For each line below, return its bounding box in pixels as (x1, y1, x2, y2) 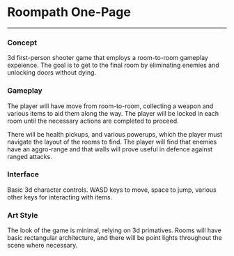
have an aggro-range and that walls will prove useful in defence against (7, 144, 213, 153)
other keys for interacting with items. (7, 193, 113, 201)
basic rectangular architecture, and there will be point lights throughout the (7, 234, 223, 242)
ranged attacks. (7, 152, 52, 160)
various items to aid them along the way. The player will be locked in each (7, 109, 219, 117)
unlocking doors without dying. (7, 68, 96, 77)
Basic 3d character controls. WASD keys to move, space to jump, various (7, 186, 217, 194)
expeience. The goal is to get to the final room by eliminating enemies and (7, 61, 219, 70)
